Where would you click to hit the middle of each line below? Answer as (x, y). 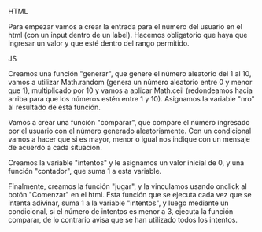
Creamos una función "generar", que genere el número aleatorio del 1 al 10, (130, 74)
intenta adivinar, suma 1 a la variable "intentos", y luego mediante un (119, 203)
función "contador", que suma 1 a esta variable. (85, 171)
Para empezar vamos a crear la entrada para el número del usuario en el (125, 26)
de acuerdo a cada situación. (55, 147)
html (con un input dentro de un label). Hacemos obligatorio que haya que (128, 35)
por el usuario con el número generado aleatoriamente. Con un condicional (130, 131)
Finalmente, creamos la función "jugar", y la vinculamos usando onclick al (127, 186)
